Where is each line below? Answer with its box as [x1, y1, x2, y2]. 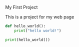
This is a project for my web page [5, 14, 74, 19]
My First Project [5, 4, 38, 10]
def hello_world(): [5, 23, 46, 28]
